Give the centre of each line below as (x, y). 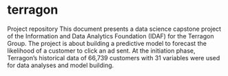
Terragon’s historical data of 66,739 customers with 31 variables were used (114, 58)
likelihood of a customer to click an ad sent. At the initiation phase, (101, 51)
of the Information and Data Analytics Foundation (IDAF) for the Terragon (111, 36)
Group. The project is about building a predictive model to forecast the (107, 43)
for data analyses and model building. (61, 65)
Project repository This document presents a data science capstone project (114, 29)
